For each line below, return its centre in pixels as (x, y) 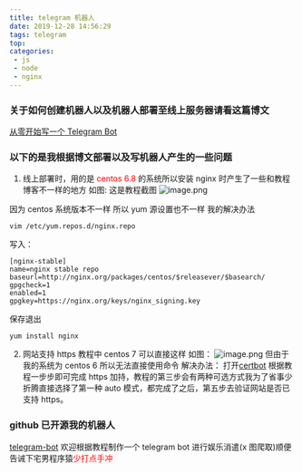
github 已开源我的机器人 (63, 425)
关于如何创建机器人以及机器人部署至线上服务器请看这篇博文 (140, 110)
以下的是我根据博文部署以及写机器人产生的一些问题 (121, 157)
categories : (32, 52)
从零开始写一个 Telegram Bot (63, 131)
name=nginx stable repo (54, 270)
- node (26, 69)
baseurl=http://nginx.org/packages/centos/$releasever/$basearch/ (137, 277)
